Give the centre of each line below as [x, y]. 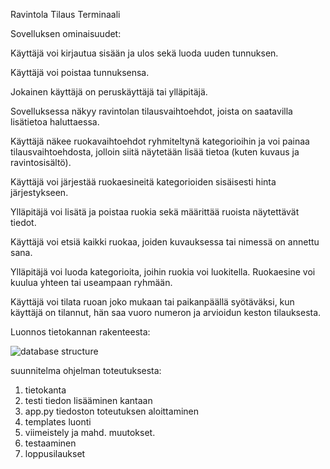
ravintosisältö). [41, 162]
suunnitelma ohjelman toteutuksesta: [86, 370]
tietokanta [45, 390]
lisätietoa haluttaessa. [55, 122]
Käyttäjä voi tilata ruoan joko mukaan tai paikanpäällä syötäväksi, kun [152, 302]
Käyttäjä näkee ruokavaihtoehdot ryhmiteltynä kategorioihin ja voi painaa [160, 141]
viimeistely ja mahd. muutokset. [90, 432]
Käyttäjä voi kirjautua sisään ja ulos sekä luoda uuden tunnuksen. [144, 53]
